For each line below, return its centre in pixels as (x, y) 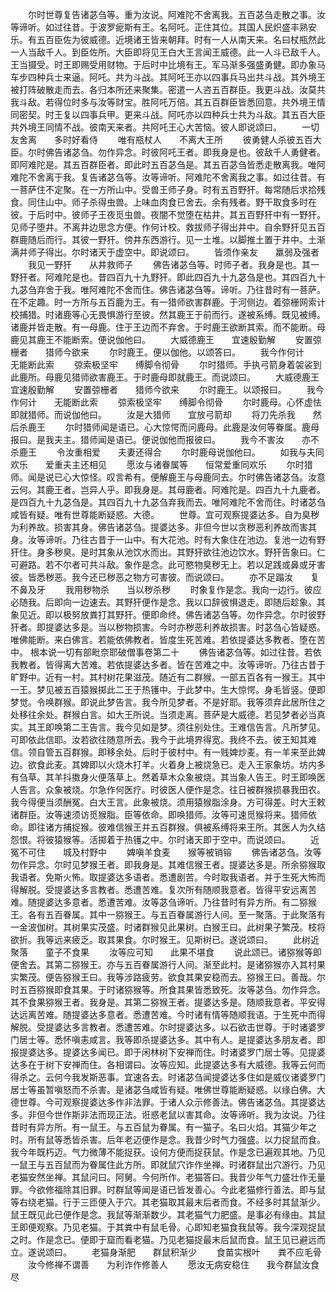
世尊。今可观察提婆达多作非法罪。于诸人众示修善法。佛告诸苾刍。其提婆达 (172, 1102)
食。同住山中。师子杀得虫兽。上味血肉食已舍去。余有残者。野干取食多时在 (163, 202)
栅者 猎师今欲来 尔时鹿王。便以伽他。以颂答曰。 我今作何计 (157, 352)
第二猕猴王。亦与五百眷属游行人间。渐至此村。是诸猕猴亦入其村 (185, 964)
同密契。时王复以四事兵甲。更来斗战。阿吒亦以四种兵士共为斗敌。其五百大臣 (168, 114)
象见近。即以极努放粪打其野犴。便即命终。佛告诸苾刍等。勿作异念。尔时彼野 (168, 614)
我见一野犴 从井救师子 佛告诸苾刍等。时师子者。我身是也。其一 (173, 264)
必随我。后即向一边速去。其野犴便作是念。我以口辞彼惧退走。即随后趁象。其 (168, 602)
